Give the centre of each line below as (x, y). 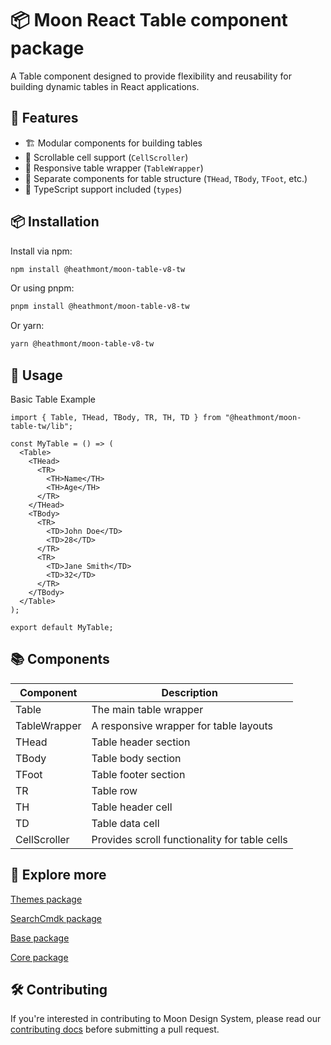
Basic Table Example (53, 399)
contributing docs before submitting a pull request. (115, 1029)
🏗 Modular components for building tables (113, 143)
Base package (40, 938)
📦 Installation (55, 222)
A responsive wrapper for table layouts (182, 725)
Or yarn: (27, 326)
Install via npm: (41, 251)
